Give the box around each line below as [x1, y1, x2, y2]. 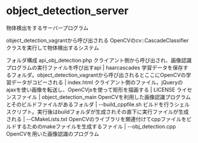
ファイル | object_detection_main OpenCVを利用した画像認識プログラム [16, 93, 191, 101]
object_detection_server [6, 4, 129, 18]
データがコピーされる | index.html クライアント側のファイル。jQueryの [11, 78, 183, 86]
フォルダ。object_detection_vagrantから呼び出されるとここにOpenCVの [11, 71, 186, 78]
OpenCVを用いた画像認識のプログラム [6, 130, 99, 137]
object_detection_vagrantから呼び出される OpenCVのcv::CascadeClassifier [6, 36, 189, 44]
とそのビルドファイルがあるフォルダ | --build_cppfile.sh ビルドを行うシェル [6, 101, 190, 108]
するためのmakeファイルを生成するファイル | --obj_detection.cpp [16, 122, 176, 130]
